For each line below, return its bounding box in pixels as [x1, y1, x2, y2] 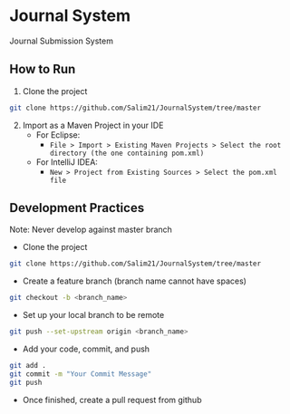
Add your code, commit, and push [22, 343, 150, 354]
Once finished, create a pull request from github [22, 394, 202, 405]
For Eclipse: [35, 129, 81, 140]
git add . [9, 361, 47, 371]
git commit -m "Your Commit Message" [9, 369, 152, 379]
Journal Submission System [9, 35, 113, 46]
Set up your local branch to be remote [22, 310, 165, 321]
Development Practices [9, 200, 145, 216]
